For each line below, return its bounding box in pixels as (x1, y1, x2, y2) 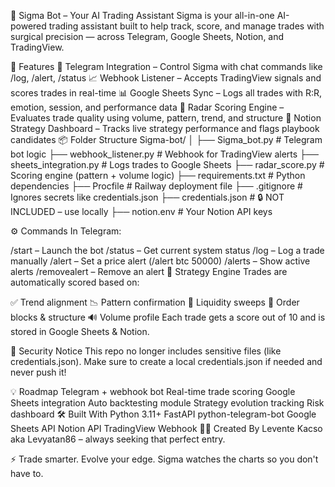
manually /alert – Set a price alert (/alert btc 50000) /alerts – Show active (10, 255, 311, 267)
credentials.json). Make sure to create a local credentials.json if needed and (10, 356, 323, 367)
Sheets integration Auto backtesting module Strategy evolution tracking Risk (10, 397, 325, 409)
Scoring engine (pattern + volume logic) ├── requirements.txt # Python (10, 170, 306, 181)
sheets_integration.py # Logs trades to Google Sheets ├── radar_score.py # (10, 159, 325, 170)
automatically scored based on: (10, 276, 140, 288)
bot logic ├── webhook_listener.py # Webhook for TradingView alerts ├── (10, 148, 319, 160)
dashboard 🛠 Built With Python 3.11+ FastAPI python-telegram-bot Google (10, 408, 317, 420)
